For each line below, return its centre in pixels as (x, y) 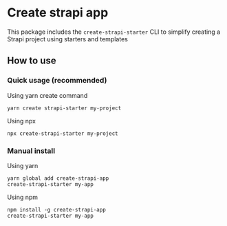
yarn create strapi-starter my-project (64, 108)
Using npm (23, 197)
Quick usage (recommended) (57, 81)
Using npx (22, 121)
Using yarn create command (47, 95)
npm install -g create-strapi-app (57, 209)
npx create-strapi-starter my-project (63, 133)
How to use (32, 61)
